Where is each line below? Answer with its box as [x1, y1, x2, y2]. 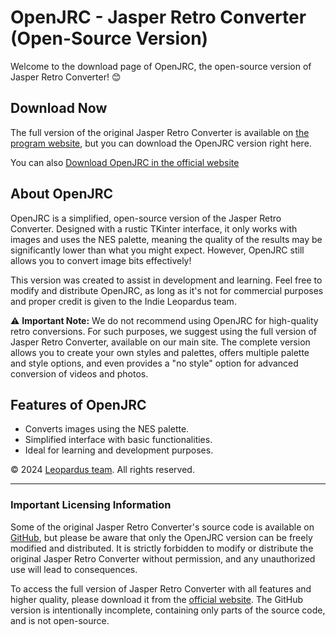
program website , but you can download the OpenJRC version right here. [10, 137, 312, 149]
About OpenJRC [10, 186, 114, 203]
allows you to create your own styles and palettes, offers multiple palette [10, 346, 310, 358]
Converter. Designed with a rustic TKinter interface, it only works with [10, 222, 298, 235]
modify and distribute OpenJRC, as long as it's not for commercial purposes [10, 284, 324, 296]
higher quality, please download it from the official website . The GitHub [10, 593, 304, 605]
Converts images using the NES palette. [24, 423, 190, 435]
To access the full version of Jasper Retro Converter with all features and [10, 582, 312, 595]
